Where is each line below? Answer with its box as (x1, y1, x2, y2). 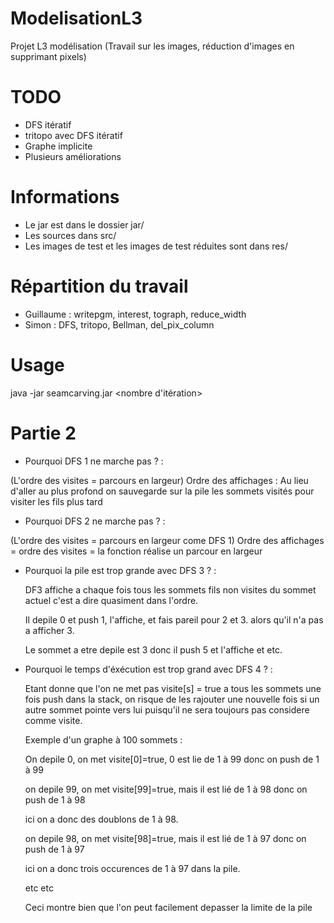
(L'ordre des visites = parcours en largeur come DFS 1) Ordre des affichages (10, 534, 325, 546)
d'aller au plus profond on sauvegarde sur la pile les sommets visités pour (10, 485, 315, 497)
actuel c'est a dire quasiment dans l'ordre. (24, 594, 199, 606)
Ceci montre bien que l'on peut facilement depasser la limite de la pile (24, 901, 313, 913)
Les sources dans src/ (24, 229, 117, 241)
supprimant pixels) (10, 50, 87, 62)
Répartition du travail (10, 275, 189, 297)
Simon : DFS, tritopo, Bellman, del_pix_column (24, 318, 215, 331)
